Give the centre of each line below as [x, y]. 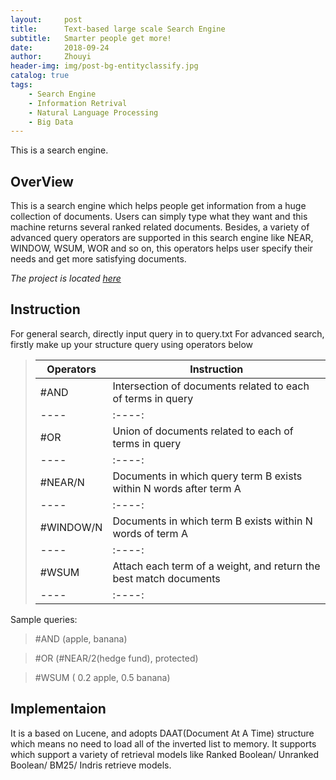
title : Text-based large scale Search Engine [118, 29]
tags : [21, 85]
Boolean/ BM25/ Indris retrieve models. [91, 765]
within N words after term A [177, 488]
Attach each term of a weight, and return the [216, 566]
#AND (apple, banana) [81, 638]
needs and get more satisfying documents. [98, 259]
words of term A [150, 533]
